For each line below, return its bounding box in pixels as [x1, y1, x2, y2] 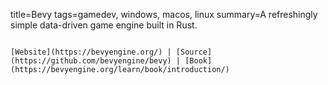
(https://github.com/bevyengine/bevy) [10, 56, 172, 66]
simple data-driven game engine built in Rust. [10, 19, 198, 31]
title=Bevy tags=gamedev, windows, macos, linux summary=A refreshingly [10, 9, 318, 20]
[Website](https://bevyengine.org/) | [10, 47, 172, 57]
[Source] [175, 47, 213, 57]
